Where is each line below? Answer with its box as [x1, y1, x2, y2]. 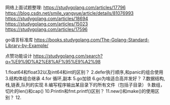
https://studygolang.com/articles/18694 [5, 16, 88, 21]
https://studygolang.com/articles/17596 [5, 26, 88, 32]
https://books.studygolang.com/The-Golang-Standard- [33, 37, 150, 43]
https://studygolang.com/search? [32, 53, 103, 59]
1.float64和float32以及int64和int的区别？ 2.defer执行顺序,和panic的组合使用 [5, 69, 163, 75]
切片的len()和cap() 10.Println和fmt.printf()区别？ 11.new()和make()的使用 [5, 88, 155, 94]
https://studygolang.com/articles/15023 [5, 21, 88, 27]
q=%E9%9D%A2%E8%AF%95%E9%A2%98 [5, 59, 101, 64]
